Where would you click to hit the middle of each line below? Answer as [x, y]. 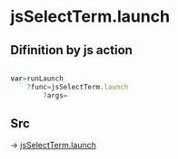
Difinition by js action [71, 50]
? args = [55, 95]
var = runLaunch [37, 79]
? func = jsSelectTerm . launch [78, 87]
